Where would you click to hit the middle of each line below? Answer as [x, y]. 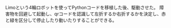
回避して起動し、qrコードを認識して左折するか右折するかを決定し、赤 [92, 14]
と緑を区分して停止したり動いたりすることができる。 [61, 20]
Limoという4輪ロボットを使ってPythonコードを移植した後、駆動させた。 [82, 7]
